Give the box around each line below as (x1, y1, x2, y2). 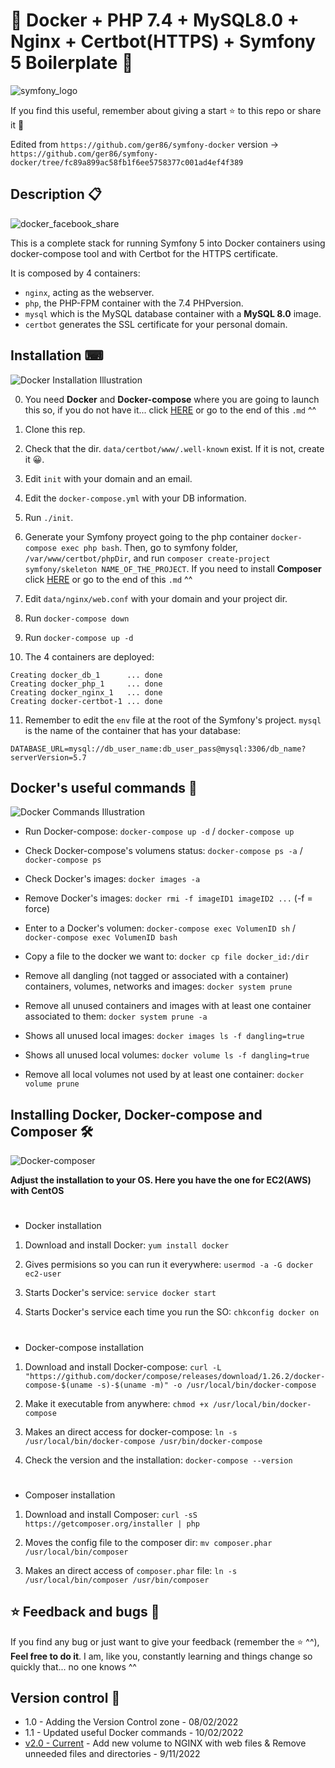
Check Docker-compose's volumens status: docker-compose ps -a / (24, 845, 303, 857)
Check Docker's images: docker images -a (24, 873, 201, 885)
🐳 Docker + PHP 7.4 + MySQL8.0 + (10, 9, 300, 32)
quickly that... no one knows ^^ (10, 1660, 137, 1673)
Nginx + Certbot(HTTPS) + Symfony (10, 30, 317, 53)
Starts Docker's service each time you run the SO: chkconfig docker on (24, 1306, 320, 1318)
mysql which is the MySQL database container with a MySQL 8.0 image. (24, 307, 322, 319)
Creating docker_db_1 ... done (10, 670, 163, 680)
